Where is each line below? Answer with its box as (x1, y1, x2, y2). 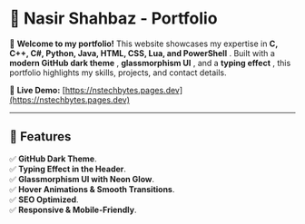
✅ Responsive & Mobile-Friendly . (9, 204, 138, 215)
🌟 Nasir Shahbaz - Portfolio (9, 8, 218, 29)
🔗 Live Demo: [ (9, 84, 66, 95)
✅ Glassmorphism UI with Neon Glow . (9, 173, 154, 184)
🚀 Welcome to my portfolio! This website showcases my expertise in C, (9, 38, 279, 49)
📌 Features (9, 129, 72, 144)
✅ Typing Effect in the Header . (9, 163, 127, 174)
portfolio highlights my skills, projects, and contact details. (9, 67, 227, 78)
